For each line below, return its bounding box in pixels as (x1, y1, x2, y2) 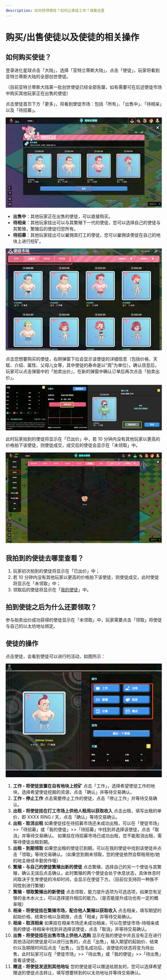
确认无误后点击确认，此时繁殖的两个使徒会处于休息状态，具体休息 (21, 870, 157, 876)
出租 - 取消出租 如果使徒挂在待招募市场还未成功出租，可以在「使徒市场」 (12, 820, 162, 826)
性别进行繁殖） (17, 882, 48, 888)
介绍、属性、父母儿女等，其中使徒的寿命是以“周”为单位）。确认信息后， (14, 362, 160, 368)
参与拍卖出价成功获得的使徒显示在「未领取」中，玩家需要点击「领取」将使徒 (5, 617, 162, 623)
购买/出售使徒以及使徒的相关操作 (5, 31, 139, 43)
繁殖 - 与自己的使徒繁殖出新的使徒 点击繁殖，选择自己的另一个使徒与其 (12, 863, 158, 869)
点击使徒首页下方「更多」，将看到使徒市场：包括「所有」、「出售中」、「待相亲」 (5, 101, 162, 107)
